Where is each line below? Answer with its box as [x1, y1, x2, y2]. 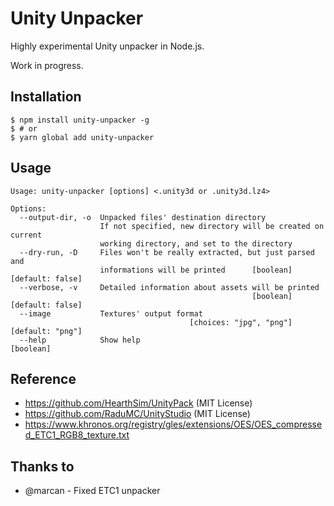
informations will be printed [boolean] [99, 265, 293, 275]
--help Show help [19, 335, 141, 345]
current [10, 230, 43, 240]
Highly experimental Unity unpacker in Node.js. [10, 40, 205, 52]
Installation [10, 88, 82, 106]
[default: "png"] [10, 326, 83, 336]
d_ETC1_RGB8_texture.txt [24, 429, 130, 441]
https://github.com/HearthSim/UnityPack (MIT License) [24, 397, 253, 409]
